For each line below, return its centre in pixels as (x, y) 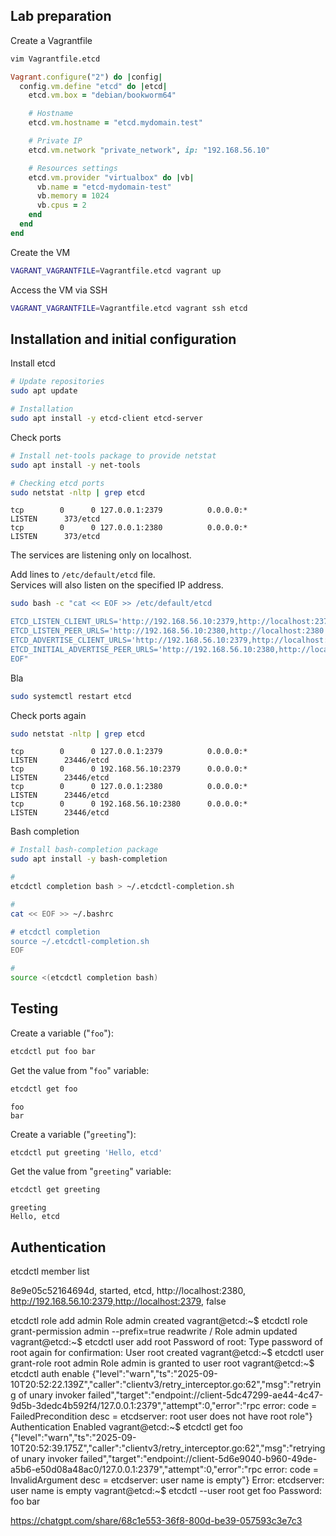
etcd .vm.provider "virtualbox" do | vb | (111, 177)
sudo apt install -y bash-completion (89, 859)
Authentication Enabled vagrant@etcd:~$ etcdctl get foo (127, 1427)
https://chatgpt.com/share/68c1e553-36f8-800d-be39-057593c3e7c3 (156, 1521)
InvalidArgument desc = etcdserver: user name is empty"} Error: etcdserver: (167, 1480)
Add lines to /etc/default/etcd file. (83, 575)
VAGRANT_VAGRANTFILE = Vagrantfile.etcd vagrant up (116, 270)
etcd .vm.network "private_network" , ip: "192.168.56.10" (149, 150)
